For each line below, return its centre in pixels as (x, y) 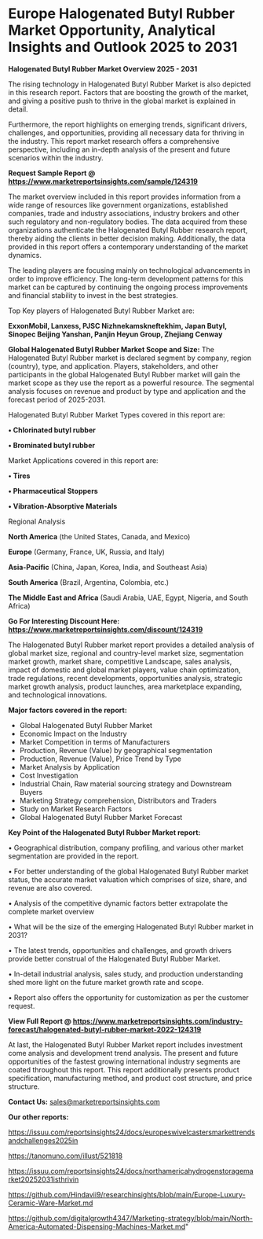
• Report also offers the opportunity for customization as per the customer (128, 997)
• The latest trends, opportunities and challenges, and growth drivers (120, 950)
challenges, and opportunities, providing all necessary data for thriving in (126, 132)
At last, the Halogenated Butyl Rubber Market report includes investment (126, 1044)
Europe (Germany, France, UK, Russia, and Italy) (86, 552)
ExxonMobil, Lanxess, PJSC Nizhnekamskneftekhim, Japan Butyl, (118, 325)
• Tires (19, 476)
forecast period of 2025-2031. (57, 399)
